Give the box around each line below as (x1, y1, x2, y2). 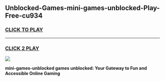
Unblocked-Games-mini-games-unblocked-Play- (5, 4, 160, 12)
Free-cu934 (5, 12, 43, 20)
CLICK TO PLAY (5, 27, 43, 33)
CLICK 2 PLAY (5, 45, 39, 52)
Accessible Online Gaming (5, 70, 60, 76)
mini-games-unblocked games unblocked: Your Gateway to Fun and (5, 65, 147, 71)
